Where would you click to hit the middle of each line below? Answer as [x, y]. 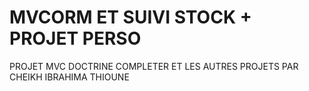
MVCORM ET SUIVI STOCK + [130, 17]
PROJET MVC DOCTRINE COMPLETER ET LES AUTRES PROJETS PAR [154, 66]
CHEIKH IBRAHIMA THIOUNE [69, 77]
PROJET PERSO [75, 38]
